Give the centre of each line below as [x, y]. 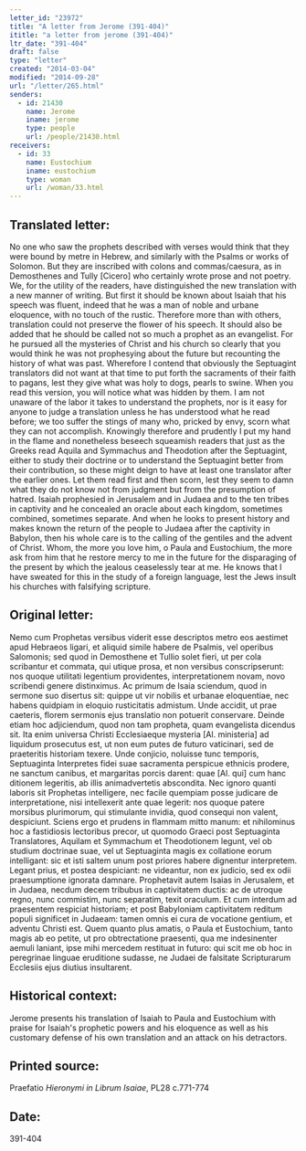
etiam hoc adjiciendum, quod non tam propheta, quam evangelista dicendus [153, 724]
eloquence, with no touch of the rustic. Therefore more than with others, [145, 314]
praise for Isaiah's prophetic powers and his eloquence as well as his [139, 1028]
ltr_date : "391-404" [49, 43]
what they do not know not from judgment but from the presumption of [142, 489]
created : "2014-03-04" [53, 69]
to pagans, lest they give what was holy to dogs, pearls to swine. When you [152, 382]
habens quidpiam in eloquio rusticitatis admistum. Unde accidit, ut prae [143, 705]
